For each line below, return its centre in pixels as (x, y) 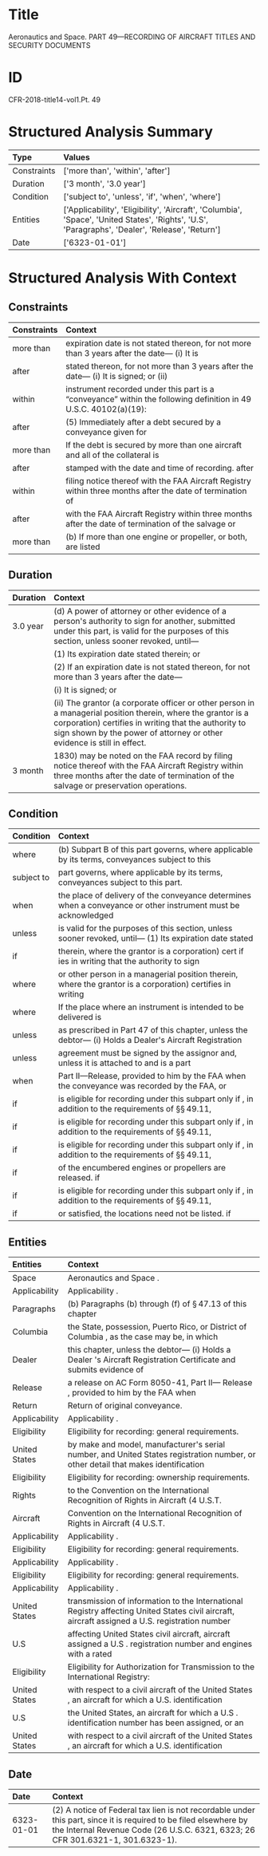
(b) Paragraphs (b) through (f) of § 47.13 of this (157, 1304)
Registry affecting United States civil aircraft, (151, 1611)
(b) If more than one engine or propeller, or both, (156, 536)
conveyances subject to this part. (120, 883)
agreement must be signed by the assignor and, (148, 1053)
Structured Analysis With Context (122, 278)
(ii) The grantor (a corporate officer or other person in (154, 702)
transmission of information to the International (155, 1601)
